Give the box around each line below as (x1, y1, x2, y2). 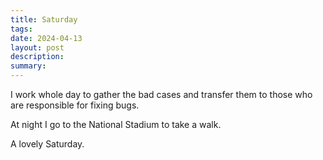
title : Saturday (10, 14, 78, 25)
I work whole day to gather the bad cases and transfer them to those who (10, 89, 313, 100)
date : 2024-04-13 (10, 33, 83, 43)
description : (10, 52, 65, 62)
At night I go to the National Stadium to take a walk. (10, 119, 222, 130)
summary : (10, 61, 47, 71)
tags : (10, 24, 33, 34)
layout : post (10, 42, 65, 53)
